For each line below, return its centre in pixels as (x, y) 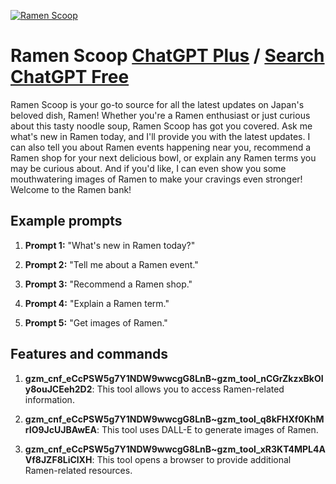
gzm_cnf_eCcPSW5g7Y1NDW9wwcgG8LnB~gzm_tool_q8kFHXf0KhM (174, 419)
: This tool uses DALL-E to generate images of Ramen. (207, 429)
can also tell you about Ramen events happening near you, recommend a (161, 147)
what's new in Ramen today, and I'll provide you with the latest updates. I (160, 136)
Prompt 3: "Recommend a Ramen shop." (108, 284)
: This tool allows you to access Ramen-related (188, 389)
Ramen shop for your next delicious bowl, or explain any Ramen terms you (163, 157)
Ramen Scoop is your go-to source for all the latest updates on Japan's (157, 104)
